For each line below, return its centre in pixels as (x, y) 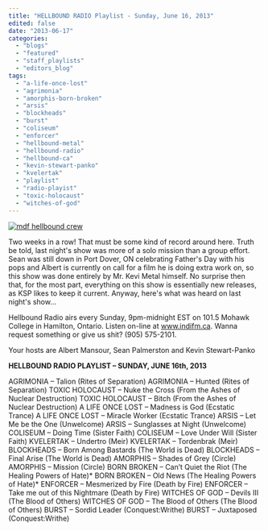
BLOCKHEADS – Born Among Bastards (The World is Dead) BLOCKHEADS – (134, 450)
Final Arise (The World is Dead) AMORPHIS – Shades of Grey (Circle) (122, 458)
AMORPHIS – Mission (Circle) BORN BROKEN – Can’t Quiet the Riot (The (128, 467)
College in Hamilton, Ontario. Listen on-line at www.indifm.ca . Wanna (123, 326)
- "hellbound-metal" (50, 143)
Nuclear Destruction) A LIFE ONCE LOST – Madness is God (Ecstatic (122, 407)
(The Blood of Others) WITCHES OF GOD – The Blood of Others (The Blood (133, 501)
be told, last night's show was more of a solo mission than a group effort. (129, 250)
